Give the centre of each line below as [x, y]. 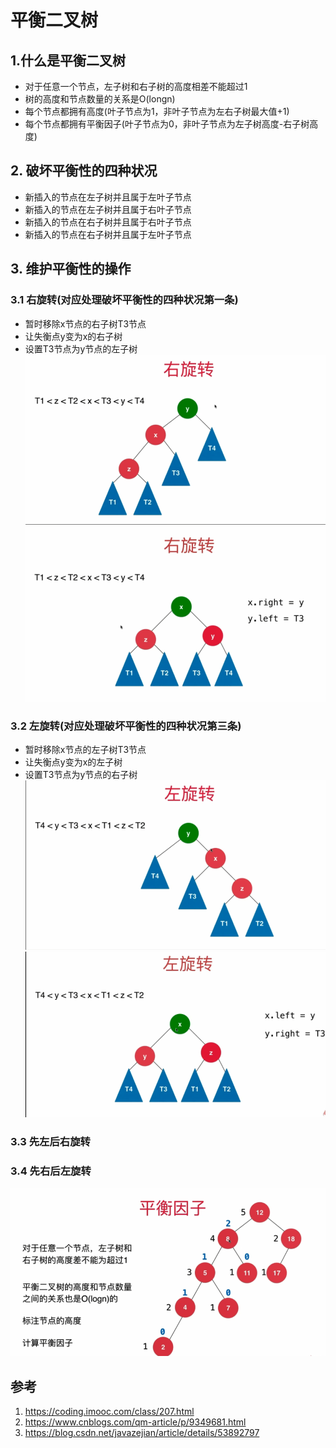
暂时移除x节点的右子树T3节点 [85, 323]
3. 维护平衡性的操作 [71, 269]
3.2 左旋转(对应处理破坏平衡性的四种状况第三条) [126, 726]
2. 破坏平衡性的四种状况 [84, 171]
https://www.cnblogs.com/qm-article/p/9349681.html [135, 1422]
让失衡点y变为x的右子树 [73, 336]
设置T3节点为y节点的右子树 [81, 774]
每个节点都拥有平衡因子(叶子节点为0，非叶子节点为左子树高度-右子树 [167, 124]
